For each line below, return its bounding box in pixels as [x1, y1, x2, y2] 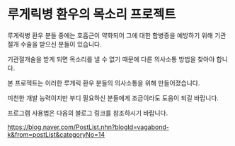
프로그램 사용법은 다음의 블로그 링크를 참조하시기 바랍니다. [7, 109, 168, 117]
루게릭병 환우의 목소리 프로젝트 [7, 6, 176, 23]
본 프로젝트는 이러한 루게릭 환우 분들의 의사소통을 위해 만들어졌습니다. [7, 78, 200, 87]
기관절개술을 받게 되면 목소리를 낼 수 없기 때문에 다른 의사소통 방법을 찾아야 [7, 54, 215, 63]
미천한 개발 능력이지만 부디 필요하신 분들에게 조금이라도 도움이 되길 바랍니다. [7, 93, 219, 102]
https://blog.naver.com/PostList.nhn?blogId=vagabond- [7, 123, 170, 131]
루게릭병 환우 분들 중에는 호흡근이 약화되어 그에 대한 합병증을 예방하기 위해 [7, 31, 214, 39]
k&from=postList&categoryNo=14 [7, 130, 105, 138]
